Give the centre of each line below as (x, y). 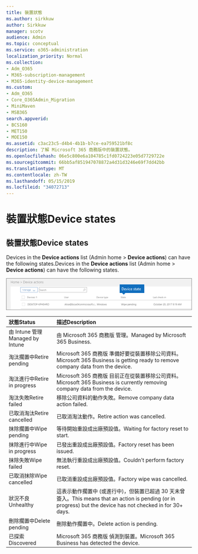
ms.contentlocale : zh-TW (37, 175)
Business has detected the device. (98, 543)
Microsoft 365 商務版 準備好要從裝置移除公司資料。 (119, 354)
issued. (65, 451)
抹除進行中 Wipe (28, 445)
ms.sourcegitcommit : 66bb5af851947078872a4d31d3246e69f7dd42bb (85, 162)
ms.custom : (19, 88)
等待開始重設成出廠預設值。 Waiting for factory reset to (122, 429)
